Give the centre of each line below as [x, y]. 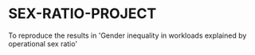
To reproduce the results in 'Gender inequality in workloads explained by [127, 35]
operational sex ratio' [43, 43]
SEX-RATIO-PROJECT [82, 14]
